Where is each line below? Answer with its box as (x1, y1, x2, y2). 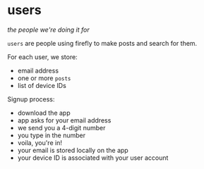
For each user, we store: (7, 52, 78, 61)
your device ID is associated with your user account (17, 154, 169, 162)
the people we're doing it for (7, 25, 90, 34)
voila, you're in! (17, 138, 62, 146)
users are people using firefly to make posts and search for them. (7, 39, 198, 47)
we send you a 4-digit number (17, 123, 106, 132)
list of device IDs (17, 81, 67, 89)
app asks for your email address (17, 115, 112, 125)
